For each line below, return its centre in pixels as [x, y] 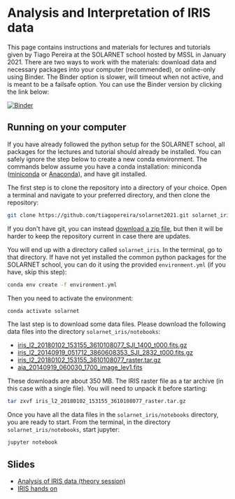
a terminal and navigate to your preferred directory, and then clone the [109, 195]
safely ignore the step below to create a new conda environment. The [107, 159]
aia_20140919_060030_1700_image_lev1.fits [80, 367]
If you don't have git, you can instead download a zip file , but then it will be [115, 228]
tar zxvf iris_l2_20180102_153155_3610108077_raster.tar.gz [97, 401]
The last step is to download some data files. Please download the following [116, 324]
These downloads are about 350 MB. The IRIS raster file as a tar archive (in [115, 381]
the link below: [28, 92]
